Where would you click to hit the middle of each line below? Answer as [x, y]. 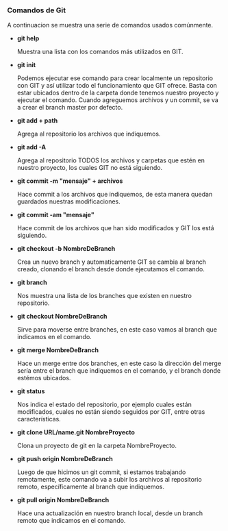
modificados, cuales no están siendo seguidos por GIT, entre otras [111, 412]
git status [31, 391]
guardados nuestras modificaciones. [69, 201]
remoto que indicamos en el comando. [71, 521]
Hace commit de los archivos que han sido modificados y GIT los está [115, 228]
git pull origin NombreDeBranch [63, 500]
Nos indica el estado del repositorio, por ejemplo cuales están [104, 405]
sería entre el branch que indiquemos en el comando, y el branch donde [119, 371]
